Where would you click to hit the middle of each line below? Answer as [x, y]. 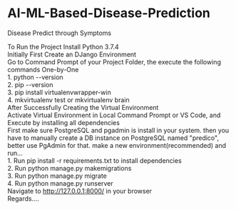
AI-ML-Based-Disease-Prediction [109, 13]
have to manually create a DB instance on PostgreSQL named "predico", [113, 138]
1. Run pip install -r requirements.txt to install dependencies [94, 160]
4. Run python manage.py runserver [60, 183]
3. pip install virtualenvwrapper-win [60, 92]
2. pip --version [30, 84]
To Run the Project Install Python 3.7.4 [63, 46]
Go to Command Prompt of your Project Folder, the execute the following [114, 61]
